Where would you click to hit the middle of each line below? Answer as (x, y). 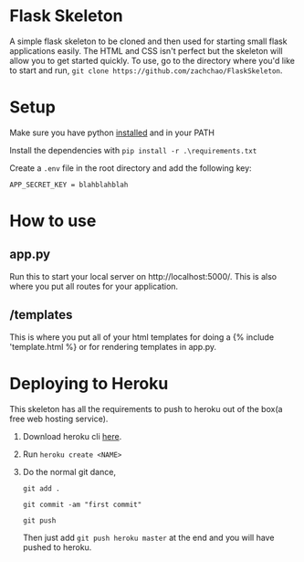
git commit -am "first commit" (82, 504)
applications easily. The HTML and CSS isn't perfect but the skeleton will (146, 50)
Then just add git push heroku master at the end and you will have (148, 537)
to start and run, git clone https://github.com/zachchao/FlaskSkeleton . (146, 70)
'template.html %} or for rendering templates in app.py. (113, 346)
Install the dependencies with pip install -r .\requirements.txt (133, 150)
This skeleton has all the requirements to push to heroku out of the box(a (146, 408)
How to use (53, 221)
